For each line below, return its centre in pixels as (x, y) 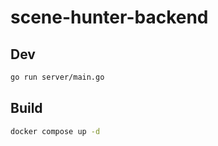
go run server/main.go (57, 77)
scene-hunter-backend (109, 17)
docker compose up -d (55, 131)
